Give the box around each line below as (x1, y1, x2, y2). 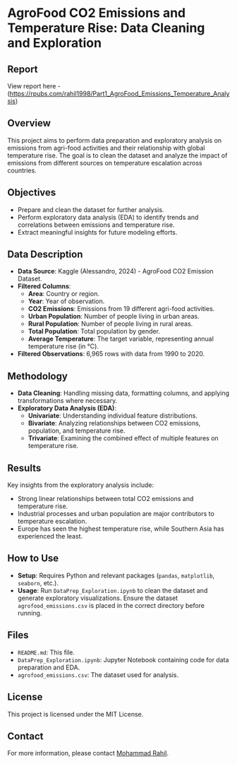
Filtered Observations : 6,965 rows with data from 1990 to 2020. (17, 350, 205, 358)
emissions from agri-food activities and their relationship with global (7, 143, 205, 152)
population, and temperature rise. (28, 426, 126, 435)
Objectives (7, 187, 56, 199)
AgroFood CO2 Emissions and (7, 5, 186, 21)
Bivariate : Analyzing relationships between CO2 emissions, (28, 419, 201, 428)
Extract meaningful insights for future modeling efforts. (17, 228, 178, 236)
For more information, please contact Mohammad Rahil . (7, 749, 169, 758)
